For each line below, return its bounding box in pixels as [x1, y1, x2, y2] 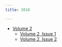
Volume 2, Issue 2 [19, 36, 57, 42]
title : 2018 [5, 7, 30, 12]
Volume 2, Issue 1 [19, 30, 56, 36]
